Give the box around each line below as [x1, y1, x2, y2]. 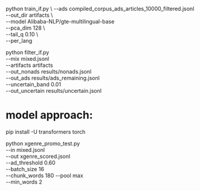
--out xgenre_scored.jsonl [5, 152, 71, 160]
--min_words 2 [5, 178, 43, 186]
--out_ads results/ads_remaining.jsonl [5, 75, 100, 81]
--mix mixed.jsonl [5, 55, 50, 62]
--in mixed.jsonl [5, 146, 45, 153]
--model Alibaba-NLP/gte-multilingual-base [5, 18, 115, 25]
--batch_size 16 [5, 165, 45, 172]
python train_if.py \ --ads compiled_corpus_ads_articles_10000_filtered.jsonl [5, 5, 195, 12]
